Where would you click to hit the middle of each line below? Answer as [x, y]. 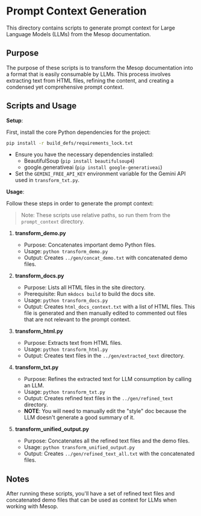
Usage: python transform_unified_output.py [79, 447]
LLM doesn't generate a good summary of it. [79, 418]
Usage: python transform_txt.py [64, 392]
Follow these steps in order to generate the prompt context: [80, 204]
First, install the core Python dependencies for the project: [79, 132]
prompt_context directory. [52, 222]
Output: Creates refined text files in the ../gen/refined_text [98, 398]
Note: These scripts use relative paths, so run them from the [96, 215]
